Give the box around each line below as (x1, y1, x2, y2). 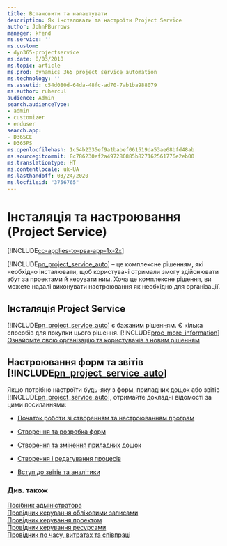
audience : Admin (7, 95, 54, 102)
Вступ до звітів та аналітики (17, 468, 101, 476)
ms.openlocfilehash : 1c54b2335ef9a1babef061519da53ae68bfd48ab (7, 146, 195, 153)
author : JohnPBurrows (7, 23, 70, 30)
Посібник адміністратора (7, 501, 82, 510)
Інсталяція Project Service (7, 303, 126, 314)
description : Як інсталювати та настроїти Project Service (7, 17, 182, 24)
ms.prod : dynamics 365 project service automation (7, 68, 157, 75)
